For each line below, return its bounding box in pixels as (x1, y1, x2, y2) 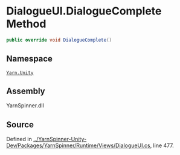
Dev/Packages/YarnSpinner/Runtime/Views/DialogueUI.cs (6, 142, 150, 149)
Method (6, 17, 47, 31)
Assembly (6, 86, 45, 96)
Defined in (6, 136, 32, 143)
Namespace (6, 54, 53, 64)
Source (6, 119, 34, 130)
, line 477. (150, 142, 174, 149)
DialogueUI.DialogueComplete (6, 4, 162, 18)
